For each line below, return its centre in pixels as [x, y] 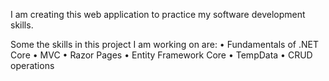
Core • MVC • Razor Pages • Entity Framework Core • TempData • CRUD [161, 55]
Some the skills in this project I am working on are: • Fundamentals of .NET [164, 44]
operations [32, 65]
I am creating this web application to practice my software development [158, 14]
